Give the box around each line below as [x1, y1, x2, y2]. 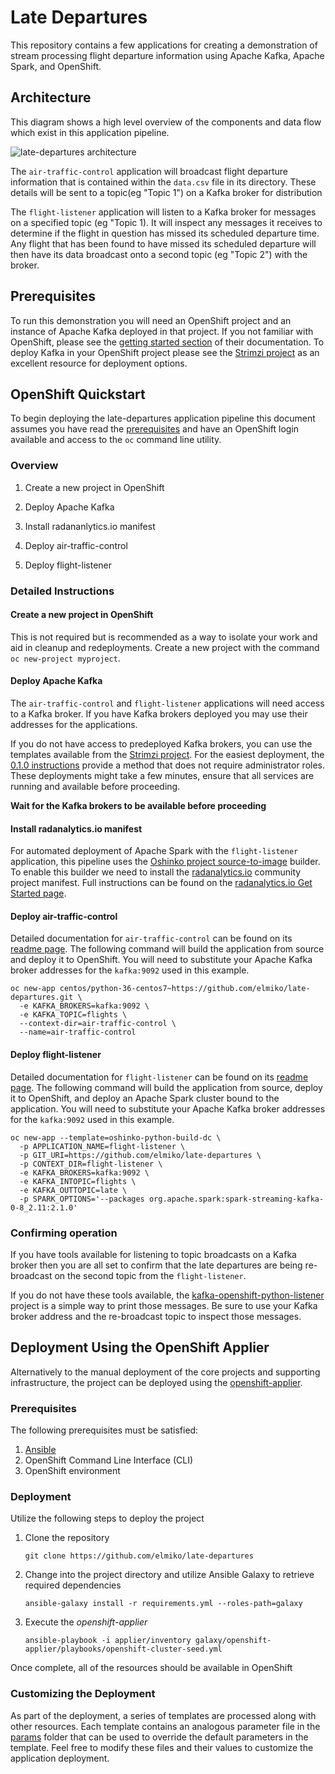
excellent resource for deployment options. [10, 357, 188, 369]
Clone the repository [24, 1532, 110, 1544]
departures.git [10, 992, 74, 1003]
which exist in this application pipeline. [10, 126, 170, 138]
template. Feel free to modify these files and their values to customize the [10, 1741, 314, 1753]
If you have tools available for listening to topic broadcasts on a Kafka [10, 1248, 297, 1260]
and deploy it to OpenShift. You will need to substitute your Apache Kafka [10, 954, 313, 966]
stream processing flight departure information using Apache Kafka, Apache [10, 49, 325, 61]
